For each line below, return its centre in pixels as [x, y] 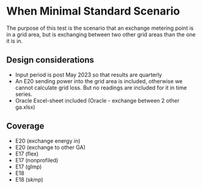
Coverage [25, 126]
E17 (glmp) [28, 167]
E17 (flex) [27, 154]
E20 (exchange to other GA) [50, 147]
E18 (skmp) [29, 179]
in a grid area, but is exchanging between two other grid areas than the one [101, 34]
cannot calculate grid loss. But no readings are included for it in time [101, 88]
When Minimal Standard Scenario [93, 11]
